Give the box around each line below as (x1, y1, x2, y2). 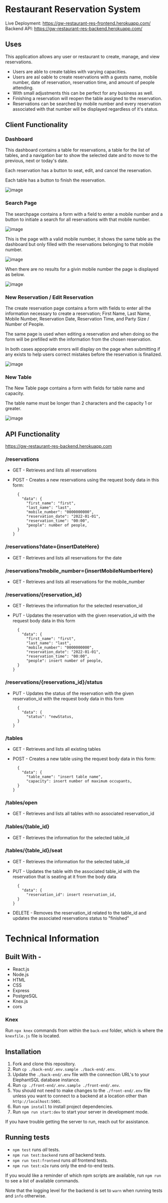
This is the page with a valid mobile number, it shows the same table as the (5, 235, 161, 242)
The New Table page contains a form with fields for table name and (5, 385, 145, 391)
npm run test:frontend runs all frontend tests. (12, 1157, 108, 1163)
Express (12, 987, 30, 993)
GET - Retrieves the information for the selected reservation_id (12, 603, 143, 609)
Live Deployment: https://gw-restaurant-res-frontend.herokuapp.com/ (5, 20, 151, 26)
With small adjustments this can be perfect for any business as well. (12, 90, 153, 96)
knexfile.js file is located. (5, 1033, 60, 1039)
